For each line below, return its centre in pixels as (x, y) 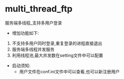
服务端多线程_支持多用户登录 (34, 23)
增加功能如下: (25, 33)
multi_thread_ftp (39, 9)
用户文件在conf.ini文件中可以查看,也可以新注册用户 (69, 71)
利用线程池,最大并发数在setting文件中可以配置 (57, 55)
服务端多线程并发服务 (33, 49)
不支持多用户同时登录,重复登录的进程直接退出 (57, 43)
